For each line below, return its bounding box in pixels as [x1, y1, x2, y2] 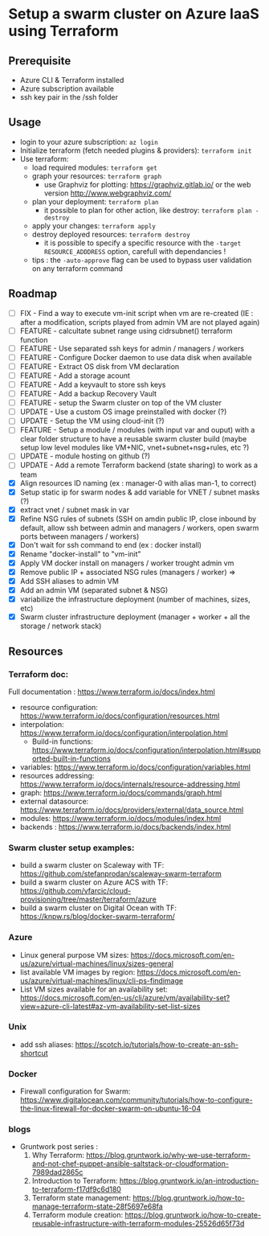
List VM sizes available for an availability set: [19, 984, 169, 994]
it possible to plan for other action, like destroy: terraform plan [43, 205, 252, 215]
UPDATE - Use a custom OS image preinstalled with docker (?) [19, 407, 227, 417]
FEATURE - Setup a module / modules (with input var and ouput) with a [19, 425, 255, 435]
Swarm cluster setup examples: [8, 842, 135, 853]
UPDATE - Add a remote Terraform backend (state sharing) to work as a [19, 460, 259, 470]
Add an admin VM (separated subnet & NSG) [19, 585, 169, 595]
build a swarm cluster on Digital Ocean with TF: [19, 903, 177, 913]
